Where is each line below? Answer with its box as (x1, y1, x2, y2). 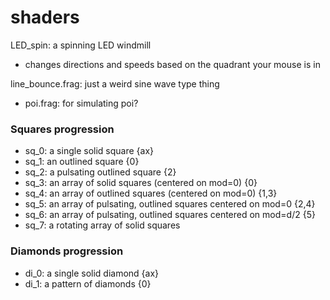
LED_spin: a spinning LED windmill (10, 39, 152, 51)
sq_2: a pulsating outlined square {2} (24, 166, 177, 178)
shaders (10, 6, 80, 29)
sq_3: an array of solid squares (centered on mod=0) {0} (24, 177, 258, 189)
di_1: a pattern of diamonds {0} (24, 277, 152, 290)
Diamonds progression (10, 244, 124, 258)
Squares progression (10, 122, 115, 136)
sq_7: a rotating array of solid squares (24, 219, 181, 231)
